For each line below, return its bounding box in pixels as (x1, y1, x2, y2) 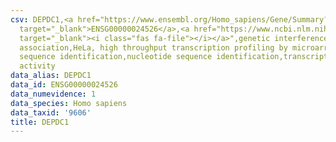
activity (19, 61, 56, 71)
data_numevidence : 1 (10, 89, 97, 99)
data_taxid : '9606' (10, 107, 92, 118)
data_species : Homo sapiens (10, 98, 128, 108)
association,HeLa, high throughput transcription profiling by (19, 42, 288, 53)
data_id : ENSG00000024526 (10, 80, 118, 90)
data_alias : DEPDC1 (10, 71, 92, 81)
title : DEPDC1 (10, 117, 70, 127)
